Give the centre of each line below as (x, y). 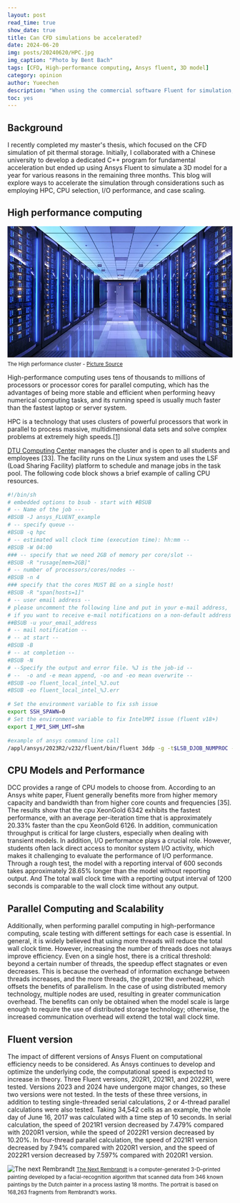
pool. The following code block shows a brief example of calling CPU (109, 473)
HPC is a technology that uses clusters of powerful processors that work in (118, 421)
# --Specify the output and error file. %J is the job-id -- (100, 668)
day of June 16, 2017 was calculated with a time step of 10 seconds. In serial (120, 1117)
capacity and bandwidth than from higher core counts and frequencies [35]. (120, 802)
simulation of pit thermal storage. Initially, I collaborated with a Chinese (111, 153)
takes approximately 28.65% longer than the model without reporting (109, 871)
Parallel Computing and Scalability (86, 908)
